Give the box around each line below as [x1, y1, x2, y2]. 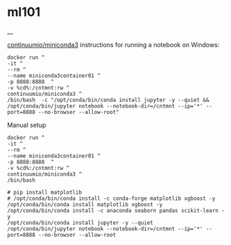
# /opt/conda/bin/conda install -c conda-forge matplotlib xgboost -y [7, 195, 216, 202]
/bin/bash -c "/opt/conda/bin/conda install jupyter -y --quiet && [7, 96, 209, 103]
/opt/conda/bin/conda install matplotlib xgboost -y [7, 201, 163, 208]
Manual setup [7, 121, 46, 129]
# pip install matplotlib [7, 189, 82, 196]
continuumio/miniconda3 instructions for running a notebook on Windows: [7, 40, 220, 49]
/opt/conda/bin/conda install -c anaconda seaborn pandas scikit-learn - [7, 207, 225, 214]
